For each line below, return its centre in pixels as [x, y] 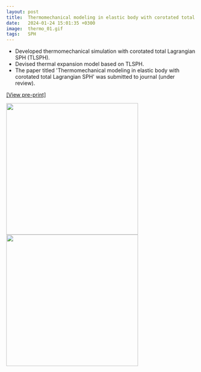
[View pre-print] [26, 95]
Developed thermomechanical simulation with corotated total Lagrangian [105, 51]
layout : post [23, 12]
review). [25, 83]
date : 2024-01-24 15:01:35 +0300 [51, 23]
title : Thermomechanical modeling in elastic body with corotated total [101, 17]
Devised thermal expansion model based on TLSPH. [79, 64]
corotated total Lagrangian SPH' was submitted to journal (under [95, 77]
